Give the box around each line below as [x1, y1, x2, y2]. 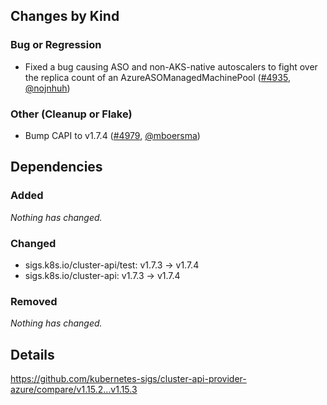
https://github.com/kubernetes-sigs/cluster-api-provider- [10, 373, 247, 385]
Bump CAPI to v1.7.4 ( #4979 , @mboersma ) [24, 129, 201, 141]
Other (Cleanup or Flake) [10, 107, 133, 121]
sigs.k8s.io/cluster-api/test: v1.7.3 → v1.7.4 [24, 259, 200, 271]
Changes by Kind [10, 8, 120, 25]
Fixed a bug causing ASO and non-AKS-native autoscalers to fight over [24, 60, 318, 73]
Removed [10, 294, 58, 308]
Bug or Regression [10, 38, 102, 52]
